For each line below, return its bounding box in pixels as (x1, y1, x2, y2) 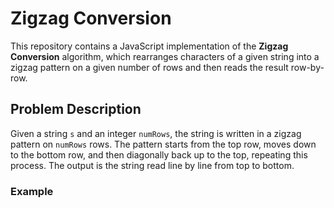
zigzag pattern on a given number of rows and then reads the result (10, 61, 289, 73)
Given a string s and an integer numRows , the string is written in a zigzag (10, 127, 302, 139)
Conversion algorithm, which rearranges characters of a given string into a (10, 50, 320, 62)
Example (10, 184, 54, 198)
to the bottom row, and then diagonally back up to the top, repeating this (10, 148, 308, 161)
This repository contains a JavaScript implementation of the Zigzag (10, 40, 289, 52)
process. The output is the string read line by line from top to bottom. (10, 159, 295, 171)
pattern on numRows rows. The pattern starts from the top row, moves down (10, 138, 317, 150)
